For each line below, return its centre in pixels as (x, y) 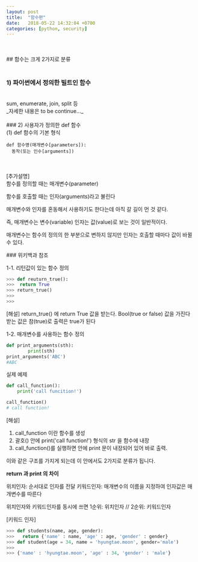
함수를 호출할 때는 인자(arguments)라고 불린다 (61, 196)
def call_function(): (33, 386)
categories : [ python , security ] (47, 29)
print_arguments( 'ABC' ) (36, 357)
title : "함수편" (26, 17)
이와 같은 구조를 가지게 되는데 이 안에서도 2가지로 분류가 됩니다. (81, 460)
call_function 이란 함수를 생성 (50, 433)
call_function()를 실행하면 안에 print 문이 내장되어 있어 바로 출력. (91, 448)
